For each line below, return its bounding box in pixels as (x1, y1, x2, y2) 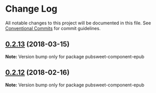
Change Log (5, 3, 57, 15)
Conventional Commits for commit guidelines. (5, 25, 101, 31)
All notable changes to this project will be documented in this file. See (5, 20, 151, 26)
